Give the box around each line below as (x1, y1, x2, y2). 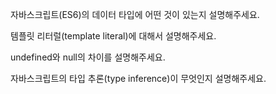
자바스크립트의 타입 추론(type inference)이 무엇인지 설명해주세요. (10, 73, 267, 84)
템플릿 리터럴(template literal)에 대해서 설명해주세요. (10, 30, 217, 42)
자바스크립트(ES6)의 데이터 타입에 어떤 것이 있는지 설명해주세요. (10, 9, 260, 20)
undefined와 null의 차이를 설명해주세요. (10, 51, 166, 63)
